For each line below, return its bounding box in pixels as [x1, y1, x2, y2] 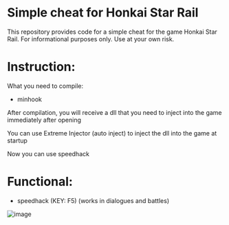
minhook [17, 95, 43, 103]
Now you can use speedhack [7, 149, 89, 158]
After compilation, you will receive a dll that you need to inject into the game [7, 108, 222, 116]
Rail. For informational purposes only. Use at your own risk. [7, 34, 175, 43]
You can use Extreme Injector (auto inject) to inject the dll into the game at [7, 129, 217, 137]
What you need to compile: [7, 81, 84, 90]
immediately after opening [7, 116, 81, 124]
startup [7, 136, 28, 144]
